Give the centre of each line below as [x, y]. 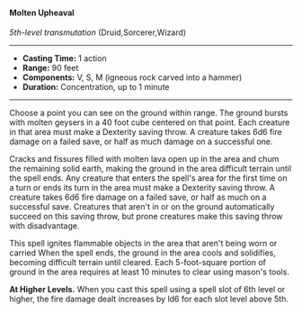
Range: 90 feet [50, 68]
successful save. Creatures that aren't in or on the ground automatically [142, 207]
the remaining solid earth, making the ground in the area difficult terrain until [151, 169]
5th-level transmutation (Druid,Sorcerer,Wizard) [98, 32]
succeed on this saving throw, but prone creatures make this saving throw [146, 217]
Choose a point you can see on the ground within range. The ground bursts [149, 113]
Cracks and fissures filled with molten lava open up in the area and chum [144, 159]
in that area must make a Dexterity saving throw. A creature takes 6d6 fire [146, 132]
